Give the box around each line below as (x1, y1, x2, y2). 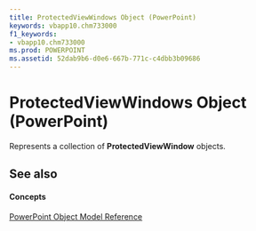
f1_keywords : (9, 29, 58, 38)
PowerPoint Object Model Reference (9, 211, 143, 222)
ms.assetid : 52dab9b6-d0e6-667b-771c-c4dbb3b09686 (9, 54, 201, 63)
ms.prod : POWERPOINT (9, 46, 86, 55)
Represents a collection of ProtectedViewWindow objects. (9, 140, 227, 151)
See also (9, 166, 58, 182)
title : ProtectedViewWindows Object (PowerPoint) (9, 12, 197, 22)
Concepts (9, 191, 46, 202)
